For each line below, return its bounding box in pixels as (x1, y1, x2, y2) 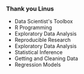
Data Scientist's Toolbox (14, 18, 73, 25)
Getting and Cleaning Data (14, 55, 79, 62)
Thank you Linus (6, 5, 54, 13)
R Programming (14, 24, 52, 31)
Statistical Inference (14, 49, 63, 56)
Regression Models (14, 61, 61, 68)
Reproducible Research (14, 37, 71, 44)
